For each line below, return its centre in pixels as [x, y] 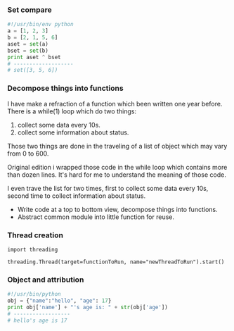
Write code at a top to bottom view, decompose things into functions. [117, 209]
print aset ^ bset [34, 57]
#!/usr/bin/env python [40, 25]
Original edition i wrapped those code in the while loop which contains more [117, 167]
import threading [33, 249]
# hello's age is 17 [38, 320]
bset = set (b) [28, 51]
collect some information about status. [73, 132]
